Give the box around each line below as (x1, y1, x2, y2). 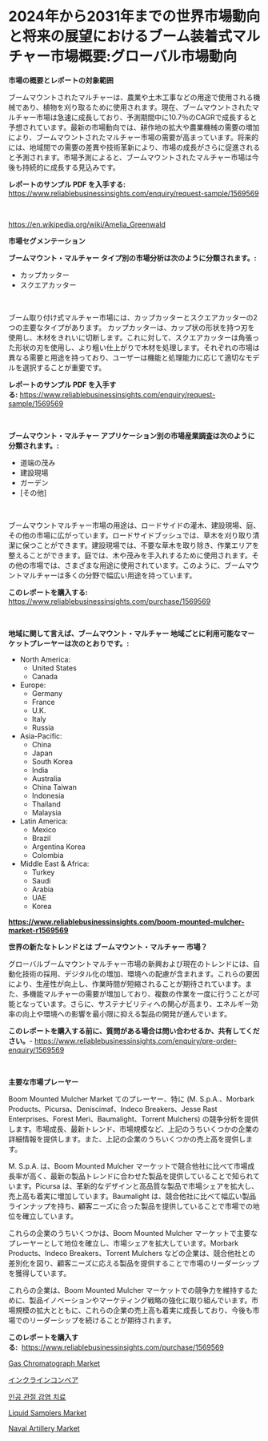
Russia (31, 723, 54, 732)
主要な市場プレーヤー (8, 1077, 78, 1086)
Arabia (31, 884, 54, 894)
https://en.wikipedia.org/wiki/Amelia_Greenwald (8, 219, 166, 229)
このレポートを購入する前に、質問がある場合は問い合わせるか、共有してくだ (8, 1026, 260, 1036)
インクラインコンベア (8, 1375, 78, 1384)
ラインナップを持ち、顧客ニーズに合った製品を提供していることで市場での (8, 1201, 254, 1210)
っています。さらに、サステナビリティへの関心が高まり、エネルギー (29, 999, 252, 1008)
